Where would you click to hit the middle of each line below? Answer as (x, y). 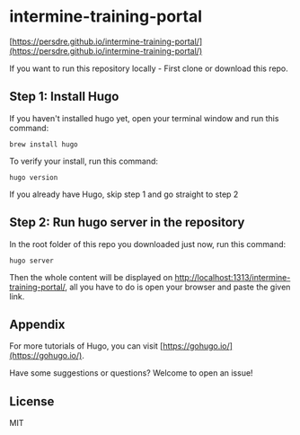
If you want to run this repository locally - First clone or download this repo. (149, 68)
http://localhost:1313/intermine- (233, 277)
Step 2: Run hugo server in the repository (127, 222)
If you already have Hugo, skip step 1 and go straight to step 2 (124, 194)
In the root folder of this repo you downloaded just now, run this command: (148, 244)
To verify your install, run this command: (84, 161)
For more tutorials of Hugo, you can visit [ (86, 346)
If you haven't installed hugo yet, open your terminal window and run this (144, 118)
